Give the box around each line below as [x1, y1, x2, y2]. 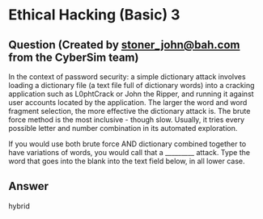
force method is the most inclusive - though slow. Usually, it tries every [8, 115, 245, 124]
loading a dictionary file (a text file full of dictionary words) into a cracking [8, 81, 255, 90]
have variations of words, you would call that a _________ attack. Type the [8, 148, 251, 157]
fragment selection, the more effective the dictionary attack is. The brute [8, 107, 251, 116]
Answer [8, 179, 49, 193]
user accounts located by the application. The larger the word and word [8, 98, 248, 107]
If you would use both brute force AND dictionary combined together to [8, 139, 247, 149]
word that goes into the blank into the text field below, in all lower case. [8, 156, 245, 166]
